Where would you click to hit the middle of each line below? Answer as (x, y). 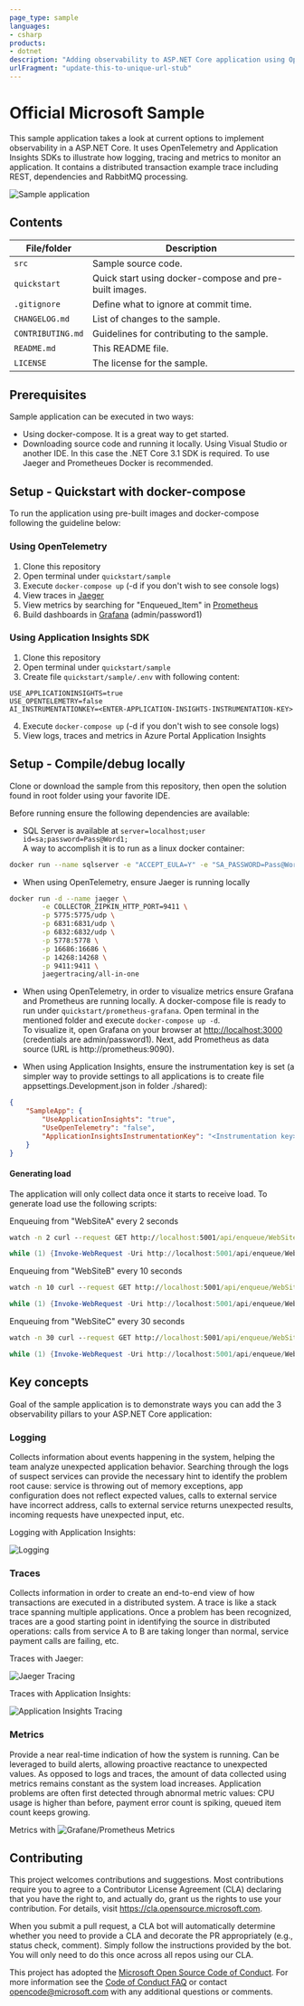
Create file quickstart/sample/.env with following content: (131, 676)
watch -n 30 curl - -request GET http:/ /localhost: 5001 (115, 1338)
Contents (36, 223)
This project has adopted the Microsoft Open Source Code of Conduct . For (149, 1973)
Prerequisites (48, 395)
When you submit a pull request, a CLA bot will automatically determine (142, 1926)
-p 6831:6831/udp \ (79, 924)
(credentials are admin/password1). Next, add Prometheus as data (146, 1040)
